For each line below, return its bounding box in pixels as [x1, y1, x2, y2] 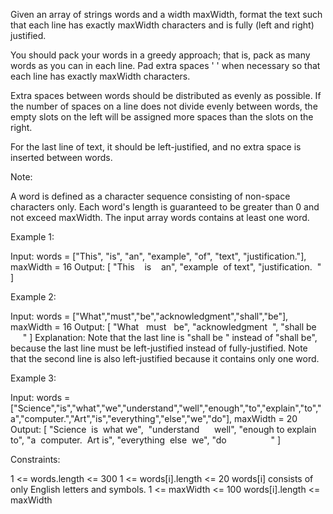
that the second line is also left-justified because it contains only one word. [10, 353, 320, 364]
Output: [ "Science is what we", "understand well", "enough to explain [10, 424, 317, 435]
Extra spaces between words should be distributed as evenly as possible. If [10, 90, 322, 101]
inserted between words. [10, 152, 113, 163]
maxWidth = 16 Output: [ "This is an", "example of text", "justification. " [10, 261, 322, 273]
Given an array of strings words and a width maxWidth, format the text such [10, 9, 323, 20]
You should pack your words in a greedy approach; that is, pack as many [10, 49, 311, 61]
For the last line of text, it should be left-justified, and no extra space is [10, 141, 302, 153]
